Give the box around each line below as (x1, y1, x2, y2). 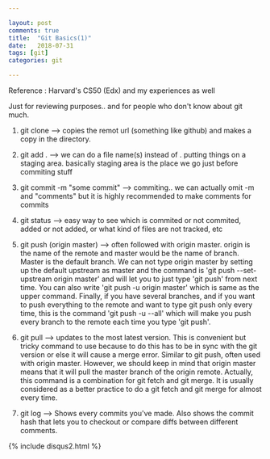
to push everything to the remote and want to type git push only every (19, 300, 253, 310)
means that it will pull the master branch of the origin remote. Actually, (19, 367, 254, 377)
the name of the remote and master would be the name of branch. (19, 248, 239, 258)
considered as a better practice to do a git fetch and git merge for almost (19, 385, 262, 394)
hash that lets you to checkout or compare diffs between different (19, 417, 239, 427)
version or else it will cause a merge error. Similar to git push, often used (19, 350, 261, 360)
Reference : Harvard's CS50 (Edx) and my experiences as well (8, 86, 215, 95)
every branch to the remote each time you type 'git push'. (19, 317, 211, 326)
